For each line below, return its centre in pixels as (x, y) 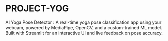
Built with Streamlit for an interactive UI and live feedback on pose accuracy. (84, 33)
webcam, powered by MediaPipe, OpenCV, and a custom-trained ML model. (84, 27)
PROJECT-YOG (37, 9)
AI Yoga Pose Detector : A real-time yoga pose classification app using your (83, 22)
